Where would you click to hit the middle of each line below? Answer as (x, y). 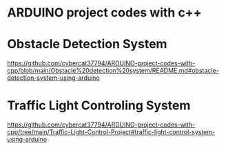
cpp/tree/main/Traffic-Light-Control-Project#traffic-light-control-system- (111, 132)
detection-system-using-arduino (53, 78)
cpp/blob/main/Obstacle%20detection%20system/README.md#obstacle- (113, 71)
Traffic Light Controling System (99, 106)
